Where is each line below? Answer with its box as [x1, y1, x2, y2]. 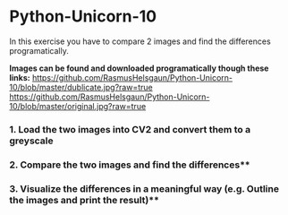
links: [9, 72, 30, 82]
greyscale [9, 134, 54, 147]
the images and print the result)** [9, 193, 159, 206]
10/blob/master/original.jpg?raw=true [9, 100, 147, 111]
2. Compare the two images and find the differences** [9, 159, 250, 171]
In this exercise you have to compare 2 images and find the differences [9, 36, 271, 47]
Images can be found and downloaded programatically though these [9, 63, 269, 73]
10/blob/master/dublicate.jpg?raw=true [9, 82, 154, 92]
